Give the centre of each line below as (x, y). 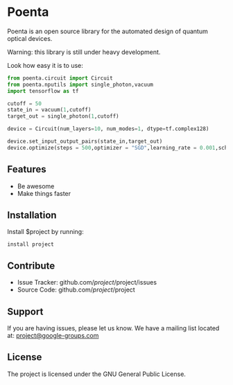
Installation (32, 215)
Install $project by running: (46, 232)
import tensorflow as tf (43, 91)
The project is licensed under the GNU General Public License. (96, 374)
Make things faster (44, 193)
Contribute (31, 266)
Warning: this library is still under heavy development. (84, 52)
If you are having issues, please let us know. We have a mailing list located (113, 328)
